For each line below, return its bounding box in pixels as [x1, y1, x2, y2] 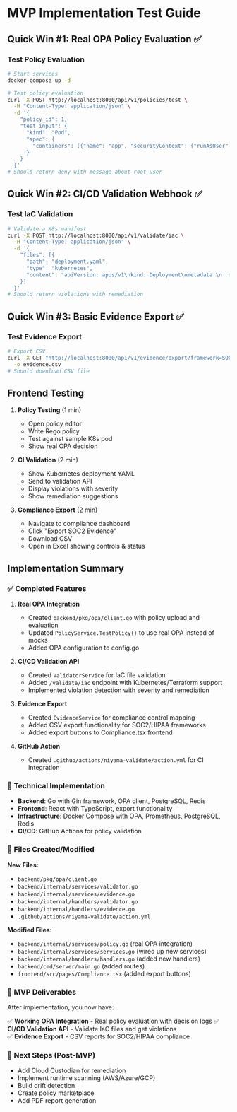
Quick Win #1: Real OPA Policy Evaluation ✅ [7, 33, 202, 45]
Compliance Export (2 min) [17, 505, 98, 514]
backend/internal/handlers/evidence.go [17, 906, 135, 913]
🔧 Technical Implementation [7, 780, 106, 790]
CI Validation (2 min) [17, 456, 79, 464]
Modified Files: [7, 925, 52, 934]
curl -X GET [7, 354, 42, 361]
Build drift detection [17, 1082, 75, 1090]
